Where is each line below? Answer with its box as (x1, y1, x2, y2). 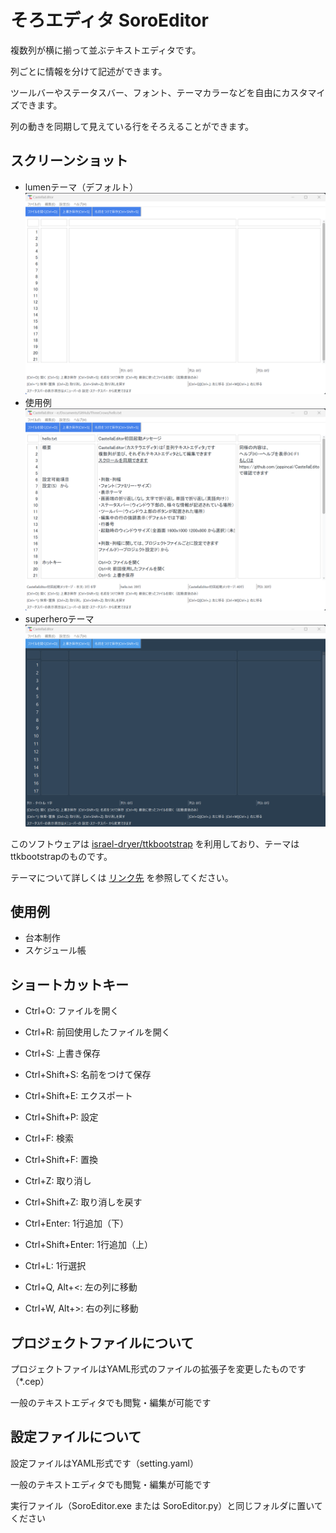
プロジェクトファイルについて (10, 1334, 195, 1351)
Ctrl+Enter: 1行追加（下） (24, 1217, 129, 1230)
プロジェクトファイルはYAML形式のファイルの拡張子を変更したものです (10, 1363, 307, 1375)
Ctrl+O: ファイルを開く (24, 1005, 120, 1017)
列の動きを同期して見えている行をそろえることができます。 (10, 120, 255, 132)
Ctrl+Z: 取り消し (24, 1175, 92, 1187)
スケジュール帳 (24, 944, 87, 956)
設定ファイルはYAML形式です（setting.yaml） (10, 1457, 199, 1469)
